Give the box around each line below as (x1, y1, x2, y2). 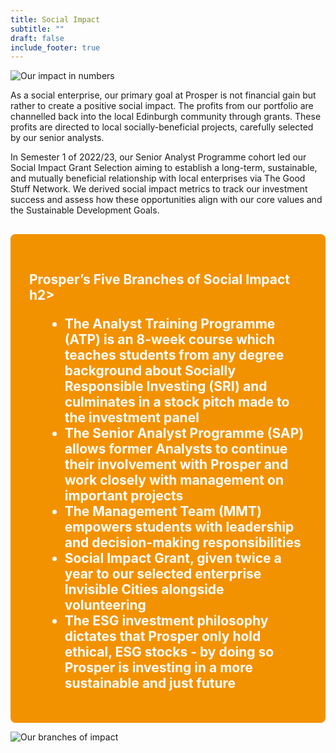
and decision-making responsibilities (64, 534, 302, 551)
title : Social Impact (10, 14, 101, 25)
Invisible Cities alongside (64, 581, 225, 598)
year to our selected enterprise (64, 565, 262, 582)
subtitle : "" (10, 24, 65, 34)
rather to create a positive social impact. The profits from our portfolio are (10, 100, 314, 112)
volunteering (64, 596, 147, 613)
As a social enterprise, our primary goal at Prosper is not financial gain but (10, 89, 317, 101)
